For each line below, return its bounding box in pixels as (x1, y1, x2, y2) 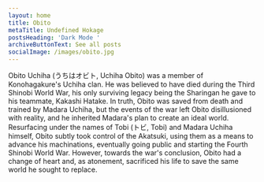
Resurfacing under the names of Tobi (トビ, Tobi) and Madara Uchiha (8, 123, 233, 132)
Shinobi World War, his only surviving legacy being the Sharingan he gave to (8, 88, 256, 97)
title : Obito (8, 19, 51, 27)
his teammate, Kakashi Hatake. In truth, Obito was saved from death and (8, 96, 244, 106)
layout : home (8, 11, 51, 20)
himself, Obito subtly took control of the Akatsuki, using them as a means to (8, 132, 254, 140)
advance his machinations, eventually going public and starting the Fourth (8, 139, 248, 149)
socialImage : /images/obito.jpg (8, 48, 114, 56)
